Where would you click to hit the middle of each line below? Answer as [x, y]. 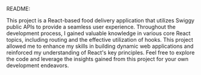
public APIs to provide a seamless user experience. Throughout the [91, 27]
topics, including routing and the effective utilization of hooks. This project [100, 40]
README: [18, 9]
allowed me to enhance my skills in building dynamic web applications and [100, 46]
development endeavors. [38, 65]
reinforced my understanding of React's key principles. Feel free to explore [100, 53]
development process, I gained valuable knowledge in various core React [98, 33]
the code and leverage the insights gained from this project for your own [97, 59]
